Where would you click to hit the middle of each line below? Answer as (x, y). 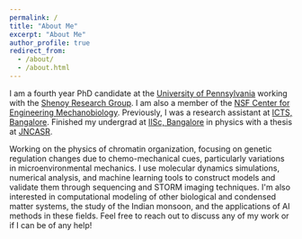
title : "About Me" (44, 26)
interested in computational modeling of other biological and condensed (143, 196)
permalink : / (34, 18)
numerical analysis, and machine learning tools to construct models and (142, 177)
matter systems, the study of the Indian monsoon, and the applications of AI (150, 206)
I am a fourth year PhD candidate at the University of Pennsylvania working (148, 93)
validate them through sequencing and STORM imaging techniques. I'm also (150, 187)
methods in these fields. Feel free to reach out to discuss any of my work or (149, 216)
